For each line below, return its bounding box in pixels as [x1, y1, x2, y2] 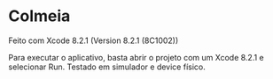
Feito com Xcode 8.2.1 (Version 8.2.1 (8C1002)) [8, 35, 179, 46]
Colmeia [8, 6, 71, 26]
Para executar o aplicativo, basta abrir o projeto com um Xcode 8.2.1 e [8, 52, 265, 62]
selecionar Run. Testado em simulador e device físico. [8, 61, 206, 72]
